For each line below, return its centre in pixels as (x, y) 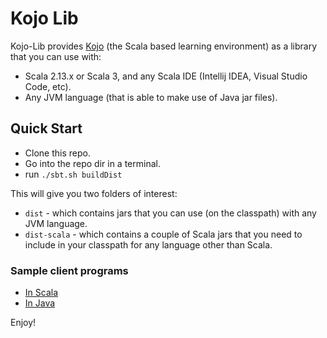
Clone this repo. (57, 153)
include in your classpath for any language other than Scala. (148, 244)
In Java (40, 303)
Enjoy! (23, 323)
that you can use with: (56, 56)
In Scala (41, 293)
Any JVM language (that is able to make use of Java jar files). (151, 97)
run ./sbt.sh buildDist (73, 174)
